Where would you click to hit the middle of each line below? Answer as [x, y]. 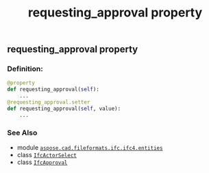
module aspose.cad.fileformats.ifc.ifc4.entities [90, 148]
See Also [22, 132]
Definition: [25, 69]
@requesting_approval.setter [49, 102]
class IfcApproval [42, 162]
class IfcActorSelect [47, 155]
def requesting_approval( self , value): [64, 108]
